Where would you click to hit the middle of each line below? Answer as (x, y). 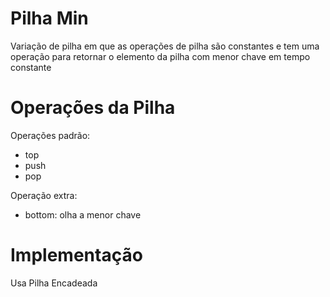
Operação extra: (44, 195)
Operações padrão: (50, 135)
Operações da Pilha (93, 108)
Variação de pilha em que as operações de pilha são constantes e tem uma (165, 46)
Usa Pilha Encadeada (54, 283)
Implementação (76, 255)
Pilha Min (49, 18)
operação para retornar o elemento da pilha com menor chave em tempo (160, 56)
